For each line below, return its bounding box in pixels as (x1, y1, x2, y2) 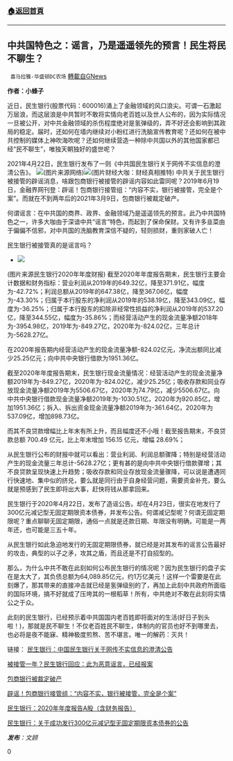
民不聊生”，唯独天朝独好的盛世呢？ (16, 145, 116, 153)
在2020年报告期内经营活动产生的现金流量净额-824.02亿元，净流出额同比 (7, 345, 216, 354)
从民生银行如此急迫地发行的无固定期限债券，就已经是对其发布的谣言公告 (7, 541, 214, 549)
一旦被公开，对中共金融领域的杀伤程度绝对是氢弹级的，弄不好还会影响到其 (7, 119, 220, 128)
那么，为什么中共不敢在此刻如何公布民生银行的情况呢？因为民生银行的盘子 (7, 563, 220, 572)
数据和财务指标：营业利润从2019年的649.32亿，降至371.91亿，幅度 (12, 279, 205, 287)
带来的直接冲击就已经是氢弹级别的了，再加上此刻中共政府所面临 (43, 581, 226, 590)
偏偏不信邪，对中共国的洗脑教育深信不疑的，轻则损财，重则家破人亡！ (12, 227, 214, 235)
